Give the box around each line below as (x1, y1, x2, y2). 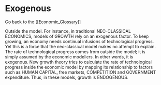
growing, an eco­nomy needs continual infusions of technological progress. (5, 38, 154, 44)
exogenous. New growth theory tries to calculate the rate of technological (5, 59, 152, 65)
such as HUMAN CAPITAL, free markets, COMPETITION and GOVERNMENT (5, 69, 156, 75)
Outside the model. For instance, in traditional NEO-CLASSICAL (5, 28, 132, 34)
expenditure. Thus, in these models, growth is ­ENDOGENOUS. (5, 74, 129, 80)
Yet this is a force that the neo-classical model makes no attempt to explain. (5, 43, 156, 49)
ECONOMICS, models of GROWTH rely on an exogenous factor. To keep (5, 33, 149, 39)
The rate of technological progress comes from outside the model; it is (5, 49, 146, 55)
